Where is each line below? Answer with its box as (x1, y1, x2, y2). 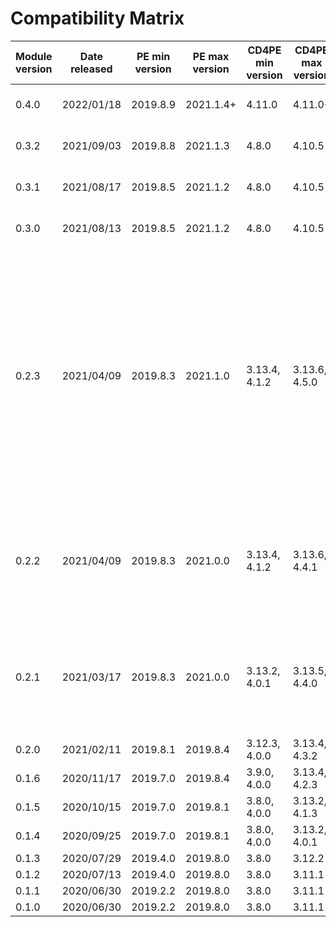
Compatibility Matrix (10, 7, 185, 30)
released (70, 62, 113, 76)
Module (15, 49, 53, 63)
